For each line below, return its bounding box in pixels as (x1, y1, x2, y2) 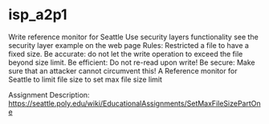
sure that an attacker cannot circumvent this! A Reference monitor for (8, 66, 238, 75)
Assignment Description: (8, 90, 90, 99)
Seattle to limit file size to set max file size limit (8, 74, 163, 84)
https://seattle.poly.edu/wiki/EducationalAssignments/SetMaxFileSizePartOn (8, 98, 261, 108)
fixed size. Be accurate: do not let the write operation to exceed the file (8, 49, 243, 58)
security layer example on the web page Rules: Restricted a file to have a (8, 40, 249, 50)
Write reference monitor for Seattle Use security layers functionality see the (8, 32, 259, 42)
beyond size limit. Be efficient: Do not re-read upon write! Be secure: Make (8, 58, 255, 67)
